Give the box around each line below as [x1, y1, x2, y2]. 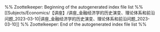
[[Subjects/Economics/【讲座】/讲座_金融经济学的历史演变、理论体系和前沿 [4, 10, 155, 16]
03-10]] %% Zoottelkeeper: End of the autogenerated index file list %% [4, 21, 147, 27]
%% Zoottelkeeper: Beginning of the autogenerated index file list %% [4, 4, 144, 10]
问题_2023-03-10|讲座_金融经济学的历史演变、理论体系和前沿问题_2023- [4, 16, 150, 21]
